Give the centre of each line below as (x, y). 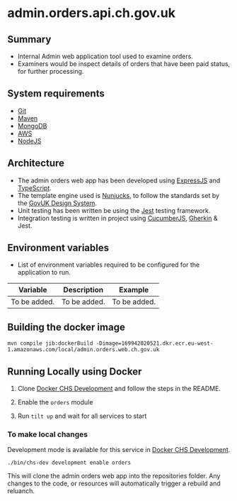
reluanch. (21, 491)
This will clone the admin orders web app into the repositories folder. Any (114, 476)
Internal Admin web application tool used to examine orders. (105, 56)
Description (83, 290)
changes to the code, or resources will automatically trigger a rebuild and (114, 483)
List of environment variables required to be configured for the (109, 265)
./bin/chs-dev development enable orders (69, 463)
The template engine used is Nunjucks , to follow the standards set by (118, 195)
